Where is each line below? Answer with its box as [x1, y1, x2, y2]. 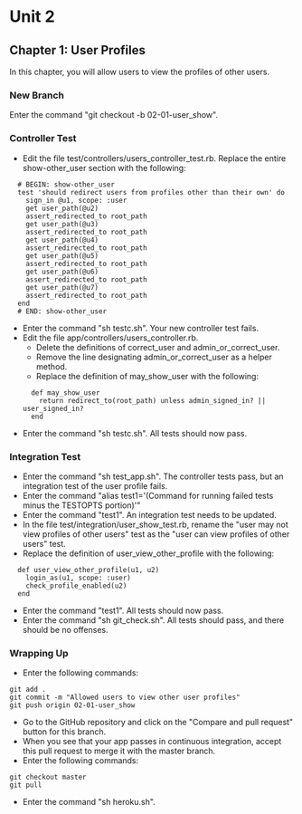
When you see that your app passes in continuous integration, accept [22, 736, 282, 747]
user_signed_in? [22, 404, 84, 413]
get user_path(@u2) [25, 204, 99, 213]
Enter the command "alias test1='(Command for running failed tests [22, 490, 274, 501]
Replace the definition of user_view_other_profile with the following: [22, 548, 275, 559]
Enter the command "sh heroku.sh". [22, 797, 156, 808]
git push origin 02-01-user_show [9, 701, 136, 710]
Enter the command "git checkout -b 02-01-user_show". [9, 110, 219, 120]
